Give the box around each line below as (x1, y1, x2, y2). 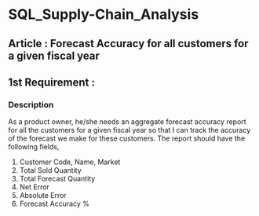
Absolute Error (19, 191, 67, 200)
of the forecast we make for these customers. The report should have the (8, 134, 246, 143)
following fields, (8, 142, 60, 152)
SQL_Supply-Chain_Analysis (8, 5, 199, 24)
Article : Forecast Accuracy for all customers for (8, 37, 249, 50)
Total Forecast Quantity (19, 174, 96, 184)
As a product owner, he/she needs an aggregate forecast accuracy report (8, 117, 246, 126)
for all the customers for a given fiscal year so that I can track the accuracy (8, 126, 251, 135)
